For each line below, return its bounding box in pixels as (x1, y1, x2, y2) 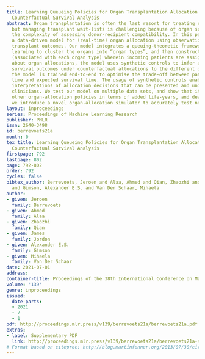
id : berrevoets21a (6, 128, 53, 134)
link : (12, 338, 26, 344)
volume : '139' (6, 281, 43, 288)
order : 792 (6, 168, 34, 174)
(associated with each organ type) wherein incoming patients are (12, 54, 184, 60)
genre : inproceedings (6, 287, 62, 293)
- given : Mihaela (6, 253, 51, 259)
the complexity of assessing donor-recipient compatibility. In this (12, 32, 192, 38)
